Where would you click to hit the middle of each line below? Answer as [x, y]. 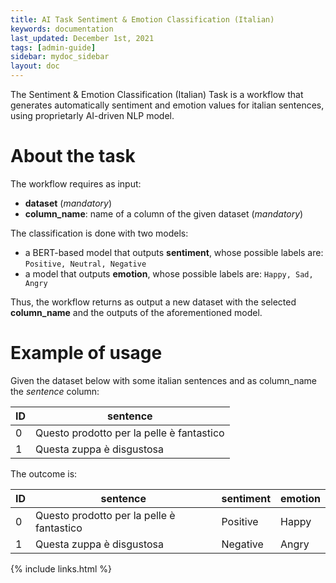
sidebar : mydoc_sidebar [60, 57]
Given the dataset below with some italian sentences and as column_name [164, 380]
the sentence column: [55, 391]
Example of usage [86, 353]
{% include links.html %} [61, 568]
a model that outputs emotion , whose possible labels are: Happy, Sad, [169, 273]
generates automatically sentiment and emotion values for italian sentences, [167, 105]
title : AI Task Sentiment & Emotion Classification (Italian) [142, 19]
